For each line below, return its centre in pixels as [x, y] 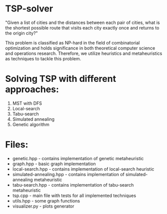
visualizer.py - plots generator [43, 206]
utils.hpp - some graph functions [46, 201]
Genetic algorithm [31, 124]
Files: [17, 145]
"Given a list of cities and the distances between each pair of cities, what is [82, 22]
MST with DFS [27, 103]
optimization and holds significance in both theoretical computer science [80, 48]
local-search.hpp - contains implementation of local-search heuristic [83, 169]
